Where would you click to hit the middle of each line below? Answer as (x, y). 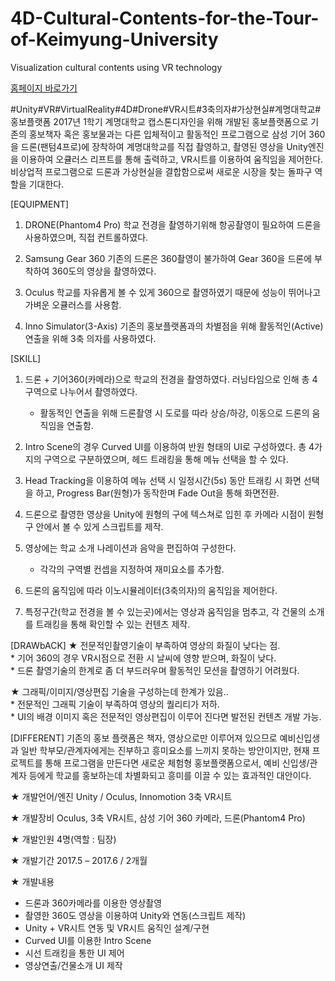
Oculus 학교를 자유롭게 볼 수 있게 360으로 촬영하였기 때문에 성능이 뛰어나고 (173, 292)
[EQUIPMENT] (40, 204)
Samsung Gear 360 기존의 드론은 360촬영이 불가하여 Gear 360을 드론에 (168, 258)
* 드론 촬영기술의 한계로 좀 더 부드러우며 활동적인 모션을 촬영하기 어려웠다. (155, 670)
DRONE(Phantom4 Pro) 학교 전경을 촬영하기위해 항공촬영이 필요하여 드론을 (173, 224)
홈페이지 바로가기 (44, 88)
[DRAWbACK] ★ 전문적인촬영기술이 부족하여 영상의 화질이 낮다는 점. (145, 645)
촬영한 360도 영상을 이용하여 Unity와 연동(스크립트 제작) (135, 915)
